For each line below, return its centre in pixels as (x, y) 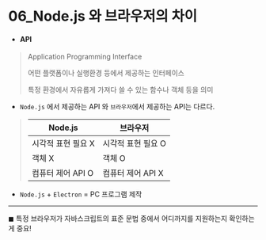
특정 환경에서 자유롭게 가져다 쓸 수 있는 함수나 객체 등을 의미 (120, 90)
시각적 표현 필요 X (63, 143)
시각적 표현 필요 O (134, 143)
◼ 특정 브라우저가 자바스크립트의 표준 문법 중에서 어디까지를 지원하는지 (118, 219)
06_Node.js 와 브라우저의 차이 (103, 16)
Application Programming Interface (85, 57)
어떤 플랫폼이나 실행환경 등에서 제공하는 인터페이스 (106, 73)
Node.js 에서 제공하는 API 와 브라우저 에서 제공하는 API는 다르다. (117, 107)
